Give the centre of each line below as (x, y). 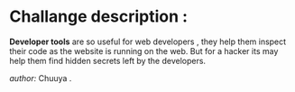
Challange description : (98, 17)
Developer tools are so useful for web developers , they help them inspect (148, 41)
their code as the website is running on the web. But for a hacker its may (144, 51)
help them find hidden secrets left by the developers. (107, 60)
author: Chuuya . (41, 78)
